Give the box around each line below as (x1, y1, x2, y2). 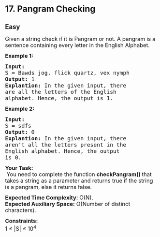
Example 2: (5, 105, 35, 112)
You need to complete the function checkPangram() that (6, 171, 152, 178)
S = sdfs (5, 122, 31, 129)
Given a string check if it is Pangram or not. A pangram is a (5, 35, 156, 42)
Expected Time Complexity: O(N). (5, 194, 93, 201)
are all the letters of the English (5, 89, 117, 95)
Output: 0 (5, 129, 35, 135)
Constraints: (5, 218, 38, 224)
